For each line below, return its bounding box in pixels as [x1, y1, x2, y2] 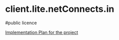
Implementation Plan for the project [5, 29, 78, 35]
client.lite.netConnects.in [5, 3, 114, 15]
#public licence [5, 20, 37, 26]
